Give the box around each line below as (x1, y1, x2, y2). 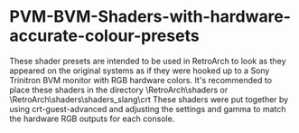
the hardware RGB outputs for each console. (9, 113, 175, 124)
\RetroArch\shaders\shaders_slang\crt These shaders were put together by (9, 93, 289, 105)
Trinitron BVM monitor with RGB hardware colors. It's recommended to (9, 74, 273, 85)
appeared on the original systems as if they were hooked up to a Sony (9, 65, 270, 76)
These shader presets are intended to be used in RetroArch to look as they (9, 55, 286, 66)
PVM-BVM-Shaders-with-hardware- (9, 6, 292, 27)
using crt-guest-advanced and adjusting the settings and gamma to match (9, 103, 286, 114)
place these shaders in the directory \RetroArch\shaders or (9, 84, 229, 95)
